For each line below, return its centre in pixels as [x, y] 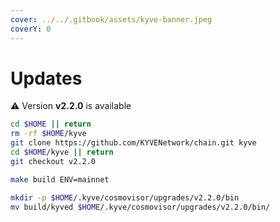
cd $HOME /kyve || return [62, 152]
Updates [46, 78]
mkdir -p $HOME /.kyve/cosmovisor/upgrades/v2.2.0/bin [125, 197]
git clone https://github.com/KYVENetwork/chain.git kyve [133, 143]
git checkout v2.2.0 [53, 161]
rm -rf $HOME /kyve [48, 134]
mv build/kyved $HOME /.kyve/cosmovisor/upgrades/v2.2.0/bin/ [140, 207]
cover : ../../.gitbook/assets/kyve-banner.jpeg [111, 19]
